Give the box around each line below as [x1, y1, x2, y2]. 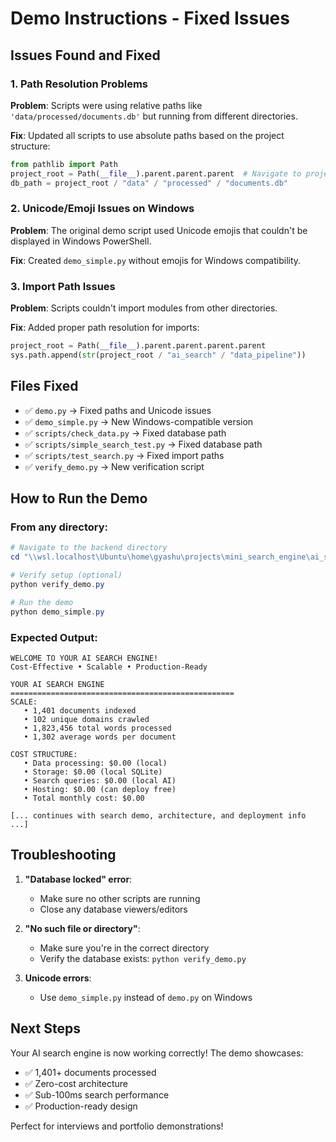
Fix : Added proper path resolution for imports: [10, 322, 200, 334]
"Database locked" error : [24, 873, 133, 885]
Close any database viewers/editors [39, 903, 188, 915]
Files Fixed [10, 378, 79, 395]
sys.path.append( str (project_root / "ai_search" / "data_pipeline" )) [10, 350, 307, 360]
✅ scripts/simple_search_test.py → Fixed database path [24, 438, 263, 450]
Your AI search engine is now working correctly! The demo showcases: [10, 1047, 304, 1059]
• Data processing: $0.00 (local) [23, 758, 168, 768]
